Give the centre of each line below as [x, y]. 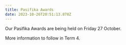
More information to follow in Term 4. [43, 38]
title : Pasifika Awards [30, 10]
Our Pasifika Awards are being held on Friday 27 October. [63, 28]
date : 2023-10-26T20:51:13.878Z [38, 14]
